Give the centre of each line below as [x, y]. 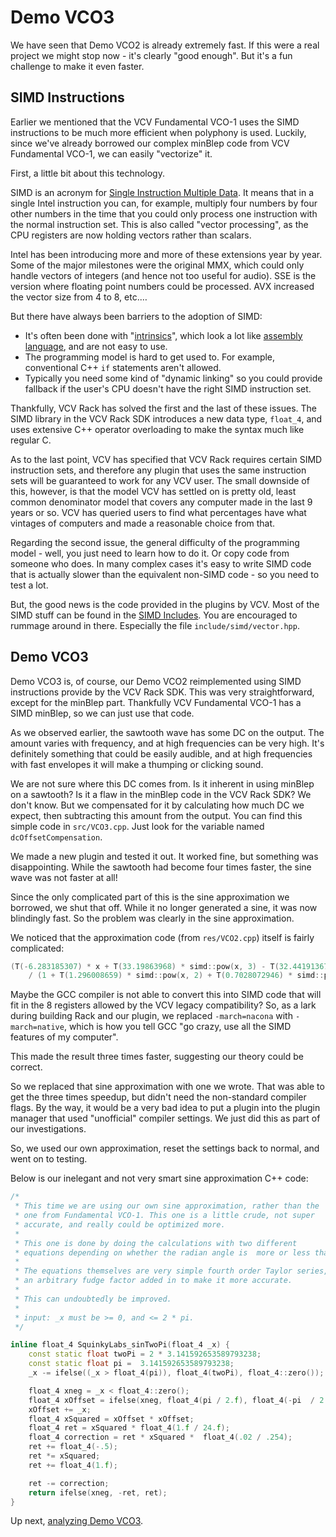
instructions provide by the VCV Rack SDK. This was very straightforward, [162, 692]
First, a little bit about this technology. [87, 173]
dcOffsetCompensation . [56, 837]
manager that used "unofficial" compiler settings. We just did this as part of [165, 1118]
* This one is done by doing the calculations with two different [156, 1243]
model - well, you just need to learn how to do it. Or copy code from [150, 553]
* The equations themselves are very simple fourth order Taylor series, [171, 1271]
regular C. [31, 440]
